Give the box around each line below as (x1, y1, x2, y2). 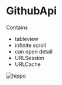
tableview (14, 35, 38, 42)
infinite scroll (14, 42, 46, 49)
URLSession (14, 54, 45, 61)
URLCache (14, 61, 41, 68)
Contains (6, 24, 28, 31)
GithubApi (6, 4, 57, 18)
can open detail (14, 48, 53, 55)
